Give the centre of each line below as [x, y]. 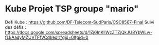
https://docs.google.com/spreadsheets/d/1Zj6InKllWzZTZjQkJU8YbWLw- [79, 32]
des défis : [16, 27]
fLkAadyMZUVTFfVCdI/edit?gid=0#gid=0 [47, 37]
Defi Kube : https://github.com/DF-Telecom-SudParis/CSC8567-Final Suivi [80, 22]
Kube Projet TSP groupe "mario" [72, 9]
